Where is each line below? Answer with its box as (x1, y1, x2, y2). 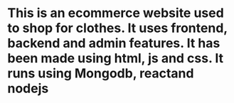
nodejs (7, 80, 49, 97)
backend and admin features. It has (7, 36, 220, 51)
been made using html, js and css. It (7, 50, 224, 67)
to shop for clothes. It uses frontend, (7, 20, 228, 36)
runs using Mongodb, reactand (7, 65, 194, 82)
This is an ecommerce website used (7, 5, 224, 21)
